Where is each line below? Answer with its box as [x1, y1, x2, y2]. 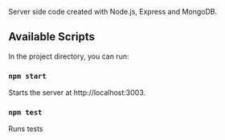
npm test [8, 108, 43, 117]
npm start [8, 72, 47, 80]
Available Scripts [8, 30, 95, 43]
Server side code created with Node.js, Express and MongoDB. [8, 7, 218, 16]
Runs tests [8, 124, 43, 134]
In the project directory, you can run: [8, 51, 129, 61]
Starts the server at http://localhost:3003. [8, 88, 146, 97]
